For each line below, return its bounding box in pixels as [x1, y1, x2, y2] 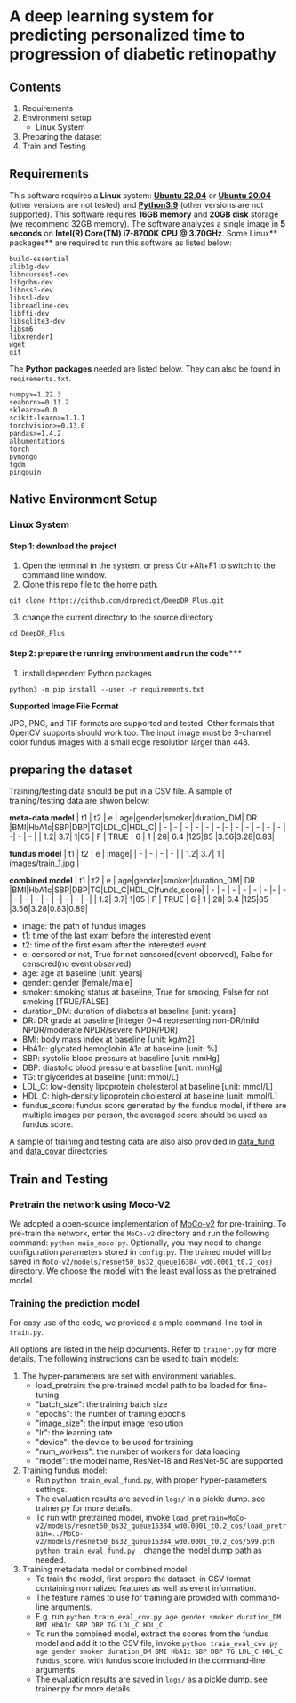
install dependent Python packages [21, 668, 153, 678]
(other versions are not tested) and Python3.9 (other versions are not [9, 199, 264, 210]
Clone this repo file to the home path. [21, 580, 159, 590]
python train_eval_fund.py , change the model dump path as [35, 1545, 262, 1556]
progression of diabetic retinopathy [9, 44, 277, 64]
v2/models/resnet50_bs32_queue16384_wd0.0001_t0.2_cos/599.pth [35, 1538, 276, 1547]
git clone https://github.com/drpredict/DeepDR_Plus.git [9, 596, 225, 605]
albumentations [9, 436, 66, 445]
